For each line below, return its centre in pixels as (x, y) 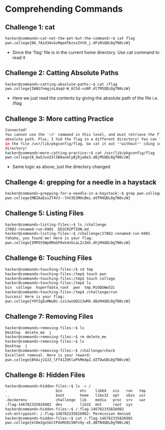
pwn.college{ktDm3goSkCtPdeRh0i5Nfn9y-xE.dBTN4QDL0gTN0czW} (68, 423)
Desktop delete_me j (28, 332)
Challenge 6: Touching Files (49, 258)
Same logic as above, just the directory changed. (62, 167)
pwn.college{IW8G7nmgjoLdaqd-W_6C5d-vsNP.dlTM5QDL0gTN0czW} (68, 89)
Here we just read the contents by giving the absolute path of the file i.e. (85, 98)
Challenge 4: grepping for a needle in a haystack (81, 182)
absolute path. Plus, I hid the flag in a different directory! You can (81, 139)
